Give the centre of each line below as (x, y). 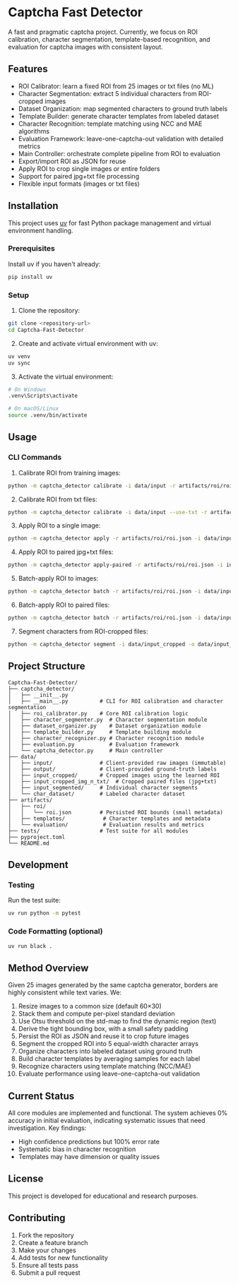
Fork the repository (46, 1235)
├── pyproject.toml (37, 837)
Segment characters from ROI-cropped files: (83, 631)
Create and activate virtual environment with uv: (88, 343)
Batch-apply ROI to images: (58, 578)
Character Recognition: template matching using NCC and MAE (110, 124)
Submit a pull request (49, 1273)
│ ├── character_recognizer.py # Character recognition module (106, 738)
